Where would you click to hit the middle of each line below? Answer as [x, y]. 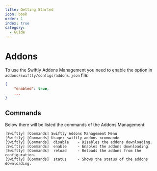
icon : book [16, 14]
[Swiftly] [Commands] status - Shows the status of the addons [77, 159]
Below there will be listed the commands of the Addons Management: [75, 125]
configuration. [21, 155]
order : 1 [14, 19]
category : [15, 28]
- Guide [17, 32]
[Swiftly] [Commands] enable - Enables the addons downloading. [78, 147]
